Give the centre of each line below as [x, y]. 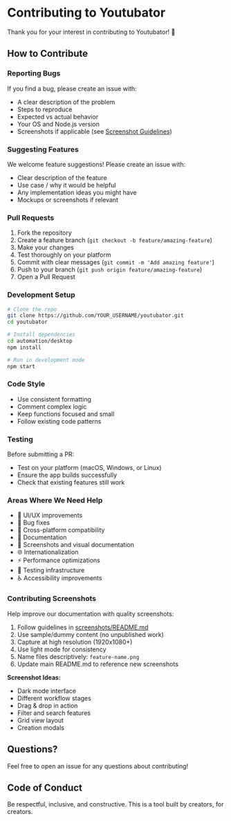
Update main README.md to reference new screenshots [98, 664]
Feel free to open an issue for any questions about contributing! [98, 766]
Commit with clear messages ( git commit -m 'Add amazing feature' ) [116, 262]
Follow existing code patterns [59, 421]
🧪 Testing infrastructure [51, 570]
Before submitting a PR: [41, 454]
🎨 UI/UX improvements [50, 515]
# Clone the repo [32, 309]
